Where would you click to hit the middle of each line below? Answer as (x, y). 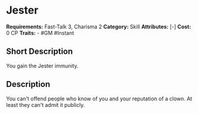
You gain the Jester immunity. (42, 66)
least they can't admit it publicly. (46, 105)
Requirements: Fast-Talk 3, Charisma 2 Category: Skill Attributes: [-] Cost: (99, 27)
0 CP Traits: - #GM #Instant (40, 32)
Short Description (40, 52)
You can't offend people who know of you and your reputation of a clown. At (99, 99)
